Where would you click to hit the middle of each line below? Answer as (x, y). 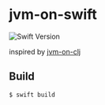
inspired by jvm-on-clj (45, 51)
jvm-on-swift (53, 15)
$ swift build (32, 95)
